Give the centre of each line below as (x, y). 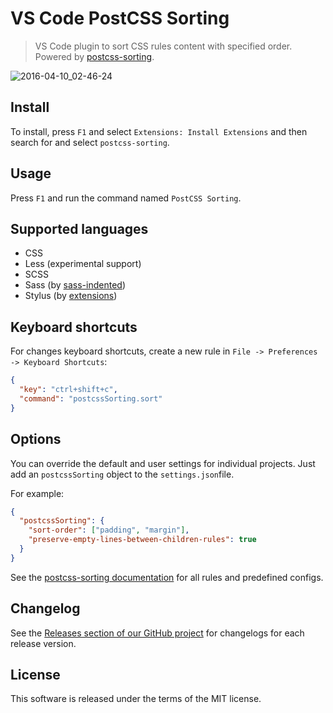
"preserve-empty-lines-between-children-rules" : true (142, 540)
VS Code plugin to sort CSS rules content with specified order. (163, 46)
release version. (43, 643)
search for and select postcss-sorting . (90, 142)
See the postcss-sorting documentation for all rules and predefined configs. (167, 577)
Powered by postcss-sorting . (94, 56)
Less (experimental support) (83, 264)
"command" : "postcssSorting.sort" (91, 398)
